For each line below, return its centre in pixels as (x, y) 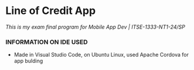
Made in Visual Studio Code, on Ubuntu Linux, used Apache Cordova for (101, 55)
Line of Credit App (51, 11)
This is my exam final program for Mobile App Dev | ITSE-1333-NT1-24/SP (95, 27)
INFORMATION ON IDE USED (47, 42)
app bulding (28, 61)
